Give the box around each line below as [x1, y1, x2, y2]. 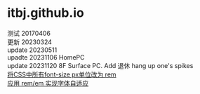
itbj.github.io [7, 5, 84, 21]
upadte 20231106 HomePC [7, 53, 85, 61]
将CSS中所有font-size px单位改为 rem [7, 70, 117, 79]
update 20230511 [7, 46, 58, 54]
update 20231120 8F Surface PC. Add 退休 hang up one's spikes [7, 61, 194, 69]
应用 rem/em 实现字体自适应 [7, 79, 89, 87]
